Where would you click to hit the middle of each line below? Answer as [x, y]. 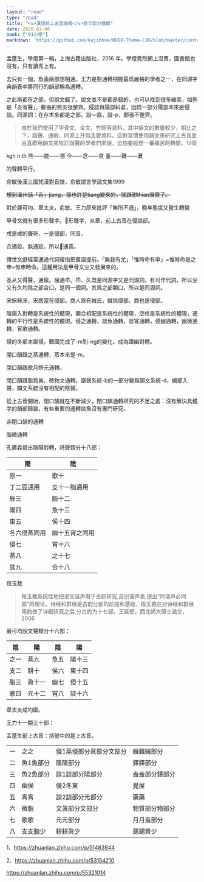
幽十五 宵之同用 [73, 533]
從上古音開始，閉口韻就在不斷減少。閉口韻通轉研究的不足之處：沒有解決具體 [102, 401]
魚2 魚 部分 [36, 774]
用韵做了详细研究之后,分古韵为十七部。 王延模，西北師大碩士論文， [104, 612]
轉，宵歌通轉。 [25, 329]
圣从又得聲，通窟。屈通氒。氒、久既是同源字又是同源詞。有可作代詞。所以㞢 [102, 280]
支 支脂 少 [34, 831]
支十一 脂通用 [70, 487]
